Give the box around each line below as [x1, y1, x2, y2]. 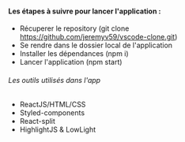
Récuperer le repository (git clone [19, 24, 130, 33]
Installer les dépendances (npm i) [19, 49, 129, 58]
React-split [19, 117, 55, 126]
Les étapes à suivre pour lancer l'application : [8, 6, 161, 16]
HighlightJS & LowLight [19, 125, 96, 134]
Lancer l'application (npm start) [19, 58, 123, 67]
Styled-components [19, 108, 85, 118]
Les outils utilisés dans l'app [8, 75, 101, 84]
